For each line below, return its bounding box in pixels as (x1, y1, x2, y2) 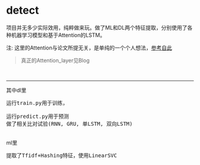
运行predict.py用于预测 (6, 113, 70, 120)
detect (6, 4, 39, 17)
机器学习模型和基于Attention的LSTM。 (11, 31, 105, 39)
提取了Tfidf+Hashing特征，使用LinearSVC (6, 152, 117, 158)
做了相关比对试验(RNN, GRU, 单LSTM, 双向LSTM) (6, 120, 133, 127)
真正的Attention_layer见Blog (20, 57, 90, 64)
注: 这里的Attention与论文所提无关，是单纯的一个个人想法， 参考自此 (6, 44, 173, 51)
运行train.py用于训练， (6, 99, 68, 106)
